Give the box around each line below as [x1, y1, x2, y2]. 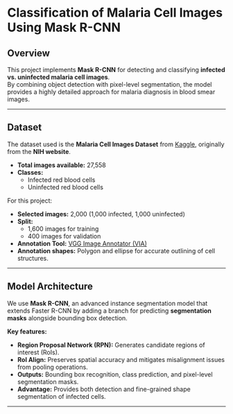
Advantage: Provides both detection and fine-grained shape [17, 385, 191, 393]
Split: [17, 217, 33, 225]
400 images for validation [27, 232, 101, 240]
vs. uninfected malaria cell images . [7, 73, 110, 81]
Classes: [17, 168, 44, 176]
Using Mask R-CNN [7, 19, 121, 35]
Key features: [7, 327, 47, 336]
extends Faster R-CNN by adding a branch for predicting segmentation [7, 307, 212, 315]
